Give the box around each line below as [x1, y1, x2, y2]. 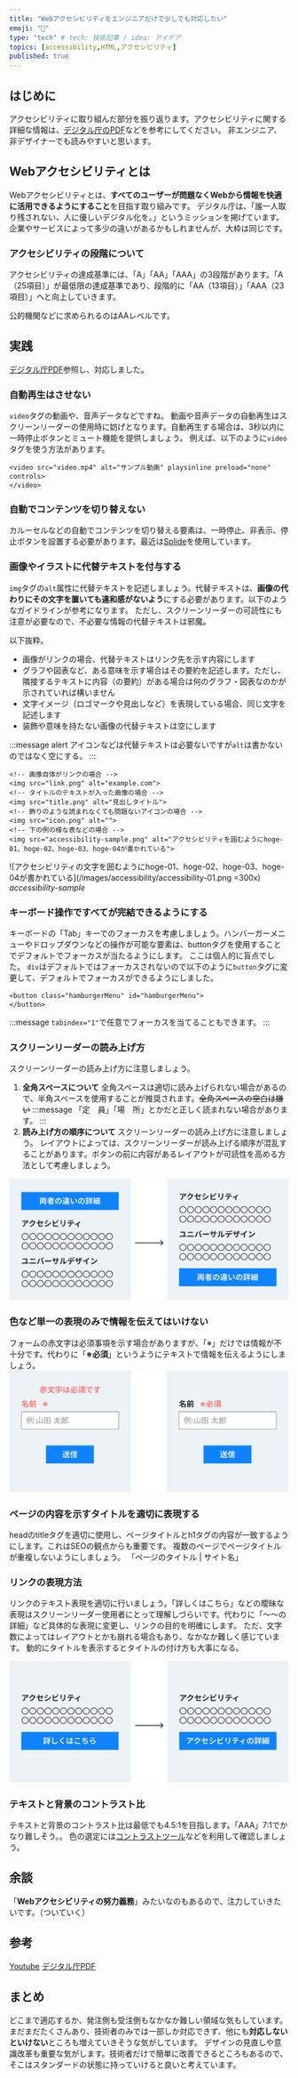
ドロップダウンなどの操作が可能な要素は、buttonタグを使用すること [32, 939, 282, 950]
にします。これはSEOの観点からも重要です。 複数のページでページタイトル [9, 1540, 282, 1551]
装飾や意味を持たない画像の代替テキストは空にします [21, 721, 217, 731]
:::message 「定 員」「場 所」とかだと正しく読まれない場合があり [32, 1104, 281, 1116]
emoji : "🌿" [9, 23, 50, 33]
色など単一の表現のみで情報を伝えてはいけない [9, 1316, 208, 1328]
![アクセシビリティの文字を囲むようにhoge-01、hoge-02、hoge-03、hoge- [9, 861, 286, 872]
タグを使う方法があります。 [9, 444, 110, 455]
